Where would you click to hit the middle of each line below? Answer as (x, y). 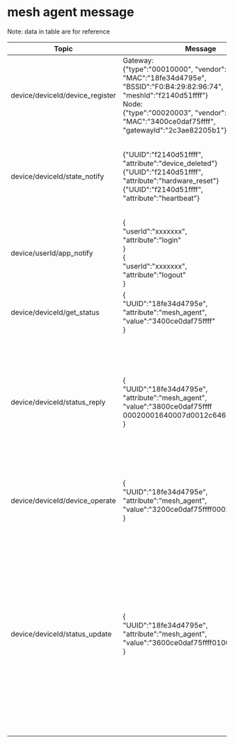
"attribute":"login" (152, 240)
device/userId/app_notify (52, 253)
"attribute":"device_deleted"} (170, 163)
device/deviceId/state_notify (57, 176)
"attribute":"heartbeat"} (161, 198)
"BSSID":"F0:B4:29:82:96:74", (173, 86)
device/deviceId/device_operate (63, 501)
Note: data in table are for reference (58, 31)
